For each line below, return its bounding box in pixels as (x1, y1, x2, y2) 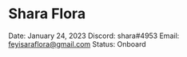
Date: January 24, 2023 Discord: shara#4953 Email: (8, 31, 180, 40)
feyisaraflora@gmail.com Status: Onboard (8, 39, 146, 48)
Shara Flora (8, 5, 86, 23)
